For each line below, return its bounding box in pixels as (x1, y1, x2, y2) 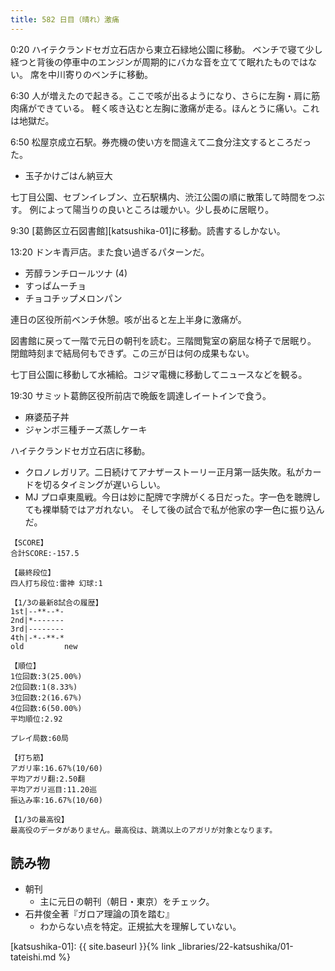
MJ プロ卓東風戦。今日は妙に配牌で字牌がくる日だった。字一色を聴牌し (24, 491, 322, 503)
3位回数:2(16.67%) (10, 692, 83, 703)
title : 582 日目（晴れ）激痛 (10, 14, 120, 25)
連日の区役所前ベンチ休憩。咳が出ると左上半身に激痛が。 (10, 313, 247, 325)
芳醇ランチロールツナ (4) (24, 267, 128, 279)
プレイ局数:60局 (10, 733, 69, 743)
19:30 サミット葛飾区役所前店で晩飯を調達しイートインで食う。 (10, 389, 272, 401)
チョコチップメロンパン (24, 292, 123, 304)
